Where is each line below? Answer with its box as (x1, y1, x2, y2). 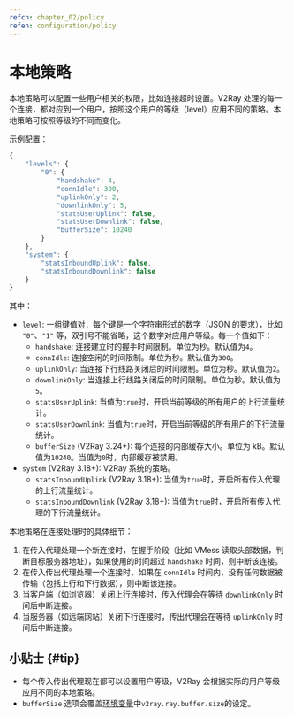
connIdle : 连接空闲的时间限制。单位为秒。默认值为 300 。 (34, 352, 238, 363)
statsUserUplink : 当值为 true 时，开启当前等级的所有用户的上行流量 (34, 397, 278, 407)
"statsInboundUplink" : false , (41, 258, 152, 267)
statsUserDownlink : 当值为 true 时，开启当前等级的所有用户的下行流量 (34, 419, 285, 429)
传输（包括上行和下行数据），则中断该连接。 (21, 578, 181, 589)
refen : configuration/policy (9, 21, 117, 30)
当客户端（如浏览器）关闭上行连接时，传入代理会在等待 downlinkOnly (21, 590, 274, 600)
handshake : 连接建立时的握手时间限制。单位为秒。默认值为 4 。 (34, 342, 258, 352)
